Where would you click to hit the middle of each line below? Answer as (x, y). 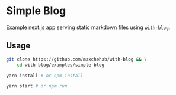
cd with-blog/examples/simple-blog (61, 65)
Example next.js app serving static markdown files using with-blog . (88, 27)
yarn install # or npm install (45, 76)
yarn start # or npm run (37, 86)
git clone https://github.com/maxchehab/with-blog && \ (76, 59)
